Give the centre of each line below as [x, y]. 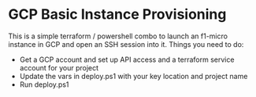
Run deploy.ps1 [44, 84]
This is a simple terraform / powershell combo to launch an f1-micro [118, 36]
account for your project [59, 67]
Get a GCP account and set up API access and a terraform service [127, 59]
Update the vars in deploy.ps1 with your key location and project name [134, 76]
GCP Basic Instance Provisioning [117, 14]
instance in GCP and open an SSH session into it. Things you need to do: [126, 44]
